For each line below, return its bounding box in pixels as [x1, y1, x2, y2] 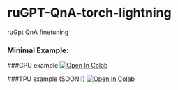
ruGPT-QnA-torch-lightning [7, 5, 172, 21]
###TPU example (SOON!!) [7, 75, 85, 83]
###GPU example [7, 61, 59, 70]
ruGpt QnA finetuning [7, 28, 69, 36]
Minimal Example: [7, 45, 69, 55]
